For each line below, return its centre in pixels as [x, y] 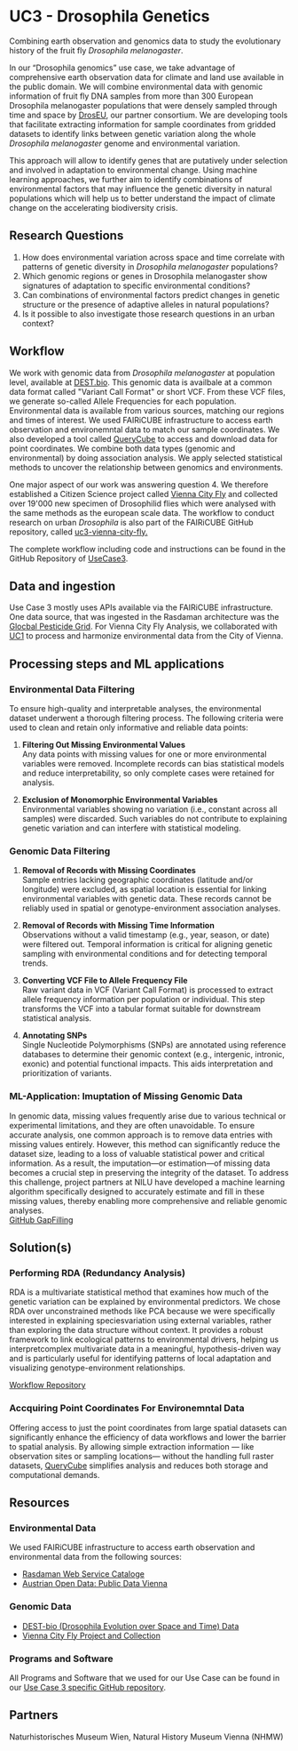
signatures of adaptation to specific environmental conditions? [136, 285]
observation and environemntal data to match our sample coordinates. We [145, 430]
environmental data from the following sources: [95, 1557]
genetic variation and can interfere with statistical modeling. [131, 828]
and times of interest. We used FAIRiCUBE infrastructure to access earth [141, 420]
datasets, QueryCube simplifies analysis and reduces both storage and [139, 1466]
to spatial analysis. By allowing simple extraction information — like [132, 1446]
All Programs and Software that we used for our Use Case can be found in [145, 1677]
